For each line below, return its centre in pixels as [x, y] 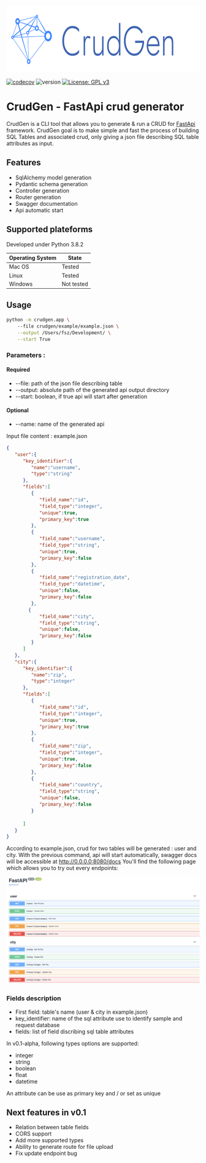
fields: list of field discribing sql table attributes [74, 1032]
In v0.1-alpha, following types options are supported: [73, 1043]
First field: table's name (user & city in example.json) [82, 1012]
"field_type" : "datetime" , [72, 584]
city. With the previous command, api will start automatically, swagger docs [102, 855]
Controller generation [42, 190]
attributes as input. [30, 143]
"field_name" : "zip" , [65, 746]
